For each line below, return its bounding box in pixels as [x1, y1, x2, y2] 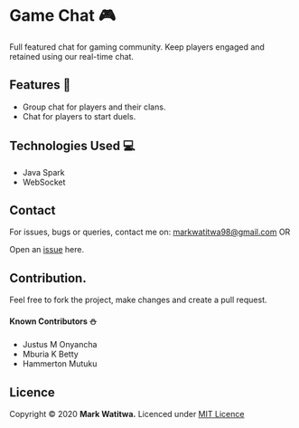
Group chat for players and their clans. [22, 101, 166, 112]
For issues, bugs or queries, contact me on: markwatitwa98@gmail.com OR [9, 226, 291, 238]
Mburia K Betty [22, 348, 79, 360]
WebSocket [22, 176, 66, 187]
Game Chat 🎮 [9, 5, 116, 26]
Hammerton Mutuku [22, 358, 98, 369]
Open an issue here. [9, 244, 84, 255]
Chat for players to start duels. [22, 110, 136, 121]
